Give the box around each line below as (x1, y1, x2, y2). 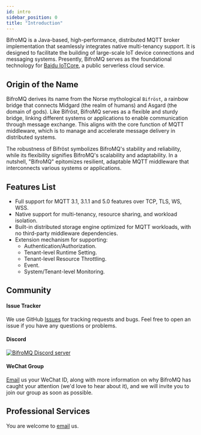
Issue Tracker (6, 302, 41, 309)
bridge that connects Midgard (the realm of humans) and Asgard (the (6, 102, 177, 109)
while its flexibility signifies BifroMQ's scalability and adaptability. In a (6, 151, 178, 159)
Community (6, 285, 52, 296)
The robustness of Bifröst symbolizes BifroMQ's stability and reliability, (6, 145, 182, 153)
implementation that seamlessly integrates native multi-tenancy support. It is (6, 43, 196, 50)
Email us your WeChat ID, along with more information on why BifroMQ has (6, 376, 191, 383)
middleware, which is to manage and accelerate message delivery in (6, 127, 176, 135)
